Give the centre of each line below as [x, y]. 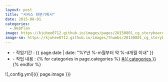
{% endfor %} [27, 64]
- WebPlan [20, 28]
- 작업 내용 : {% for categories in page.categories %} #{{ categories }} [84, 58]
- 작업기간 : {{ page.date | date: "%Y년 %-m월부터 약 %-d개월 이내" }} [83, 52]
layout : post [19, 10]
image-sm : [15, 38]
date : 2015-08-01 [23, 19]
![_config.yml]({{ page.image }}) [38, 74]
